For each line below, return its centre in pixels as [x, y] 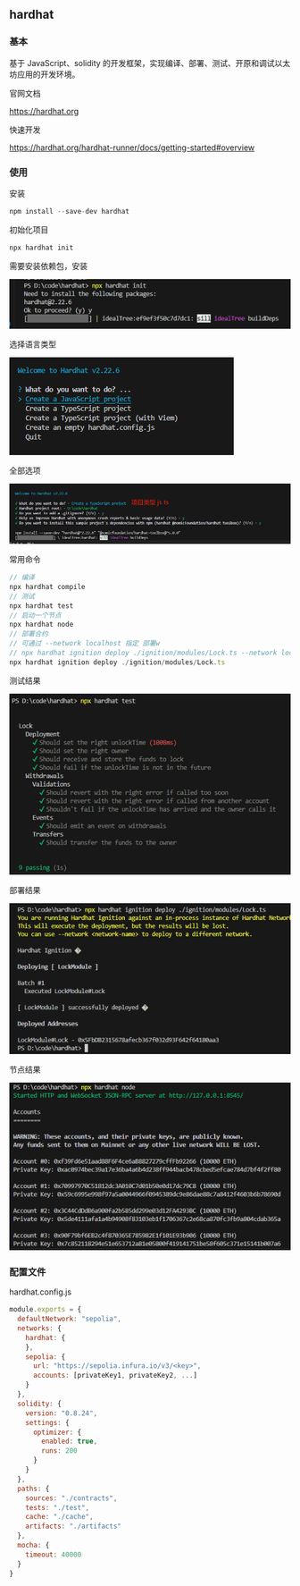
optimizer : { [57, 1432]
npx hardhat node [42, 625]
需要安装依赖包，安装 [48, 266]
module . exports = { [46, 1310]
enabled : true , [70, 1442]
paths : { [33, 1489]
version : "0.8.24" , [62, 1413]
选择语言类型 [33, 344]
